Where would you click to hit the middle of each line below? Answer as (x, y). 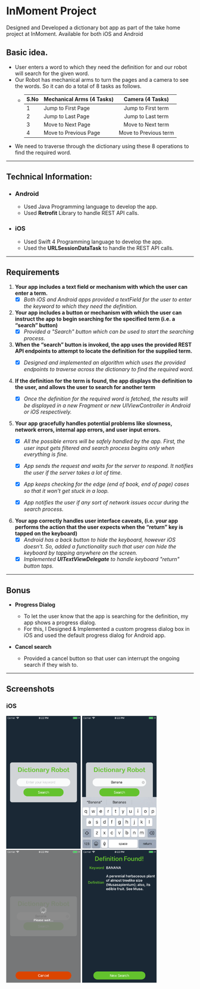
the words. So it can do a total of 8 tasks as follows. (78, 86)
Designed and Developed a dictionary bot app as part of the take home (93, 27)
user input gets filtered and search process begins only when (99, 448)
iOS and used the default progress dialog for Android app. (95, 635)
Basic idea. (27, 53)
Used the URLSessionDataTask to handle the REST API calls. (99, 248)
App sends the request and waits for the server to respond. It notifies (108, 466)
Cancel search (33, 646)
